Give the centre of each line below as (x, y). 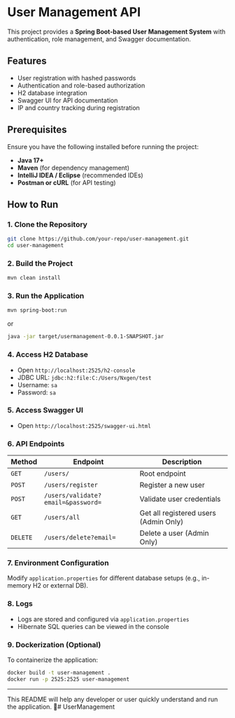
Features (27, 61)
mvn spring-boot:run (37, 310)
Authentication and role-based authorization (81, 85)
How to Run (33, 204)
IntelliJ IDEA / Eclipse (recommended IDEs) (80, 175)
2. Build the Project (40, 263)
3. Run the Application (46, 296)
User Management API (74, 12)
